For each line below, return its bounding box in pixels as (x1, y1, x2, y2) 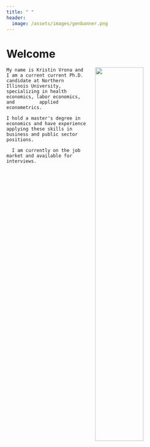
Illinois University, (6, 83, 62, 90)
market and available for (6, 153, 72, 159)
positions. (6, 137, 34, 143)
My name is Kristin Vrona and (6, 67, 84, 74)
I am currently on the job (12, 148, 81, 154)
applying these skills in (6, 126, 72, 132)
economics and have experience (6, 121, 86, 127)
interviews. (6, 158, 37, 164)
